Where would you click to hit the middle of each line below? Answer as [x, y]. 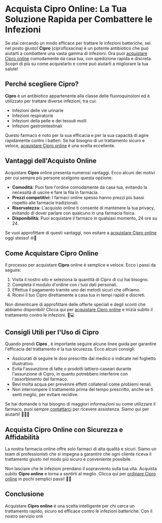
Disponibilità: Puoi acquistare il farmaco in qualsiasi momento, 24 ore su [84, 218]
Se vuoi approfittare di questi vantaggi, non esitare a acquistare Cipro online [81, 233]
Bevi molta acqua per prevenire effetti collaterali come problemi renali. [82, 384]
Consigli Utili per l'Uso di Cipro [52, 332]
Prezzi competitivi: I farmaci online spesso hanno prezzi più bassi [78, 197]
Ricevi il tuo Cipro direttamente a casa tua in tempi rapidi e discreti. [79, 295]
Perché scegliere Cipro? [42, 84]
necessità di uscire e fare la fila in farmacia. [55, 192]
